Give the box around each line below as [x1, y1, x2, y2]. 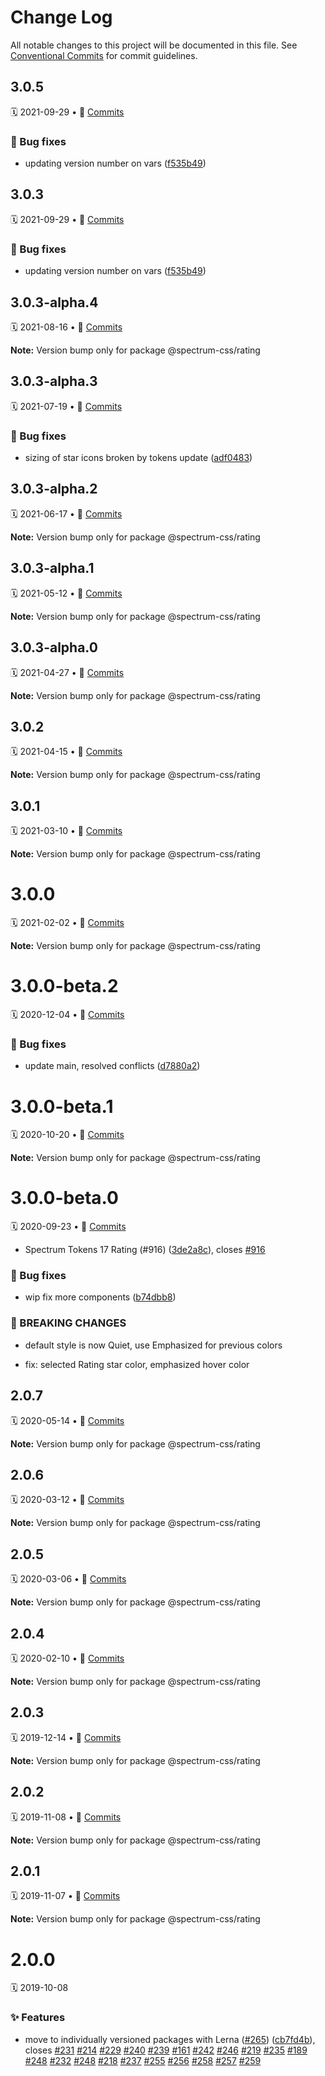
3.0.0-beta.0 [10, 1187, 119, 1210]
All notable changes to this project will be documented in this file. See [10, 39, 298, 51]
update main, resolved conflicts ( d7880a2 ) [24, 1060, 201, 1072]
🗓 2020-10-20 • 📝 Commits [10, 1129, 125, 1141]
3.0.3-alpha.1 [10, 560, 95, 577]
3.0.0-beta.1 [10, 1095, 114, 1118]
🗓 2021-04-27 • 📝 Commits [10, 666, 125, 678]
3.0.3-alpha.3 [10, 373, 98, 390]
